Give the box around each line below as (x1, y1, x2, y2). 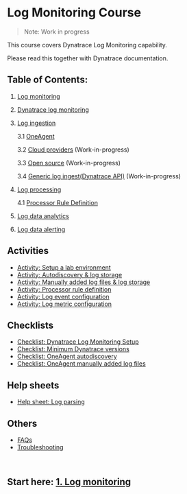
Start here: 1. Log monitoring (7, 476, 132, 488)
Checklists (7, 319, 54, 331)
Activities (7, 245, 49, 257)
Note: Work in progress (23, 27, 90, 36)
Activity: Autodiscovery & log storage (16, 270, 123, 279)
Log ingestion (16, 119, 56, 127)
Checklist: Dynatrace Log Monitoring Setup (16, 338, 139, 346)
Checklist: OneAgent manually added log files (16, 360, 146, 368)
